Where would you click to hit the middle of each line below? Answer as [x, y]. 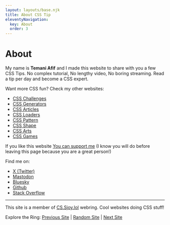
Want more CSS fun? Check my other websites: [55, 89]
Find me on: [18, 162]
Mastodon [23, 177]
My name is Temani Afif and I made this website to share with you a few [80, 68]
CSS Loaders [26, 115]
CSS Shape [24, 125]
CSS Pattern [25, 120]
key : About [21, 24]
